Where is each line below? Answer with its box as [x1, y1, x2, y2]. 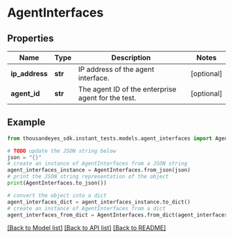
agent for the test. [78, 93, 137, 102]
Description [111, 53, 151, 62]
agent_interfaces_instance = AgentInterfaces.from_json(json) [7, 167, 191, 174]
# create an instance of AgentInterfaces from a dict [7, 205, 166, 212]
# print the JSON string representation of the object [7, 173, 169, 181]
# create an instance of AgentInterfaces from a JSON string [7, 161, 188, 167]
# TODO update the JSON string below [7, 147, 116, 154]
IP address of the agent [78, 64, 155, 74]
